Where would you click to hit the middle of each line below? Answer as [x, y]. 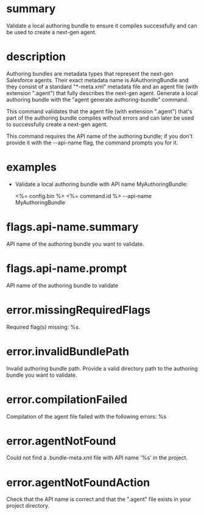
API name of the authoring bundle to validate [62, 285]
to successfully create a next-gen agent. [57, 124]
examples [31, 167]
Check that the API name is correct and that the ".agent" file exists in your [99, 499]
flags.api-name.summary [72, 227]
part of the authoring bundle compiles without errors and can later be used [100, 118]
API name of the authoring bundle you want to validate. [76, 244]
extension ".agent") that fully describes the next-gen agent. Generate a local [102, 93]
